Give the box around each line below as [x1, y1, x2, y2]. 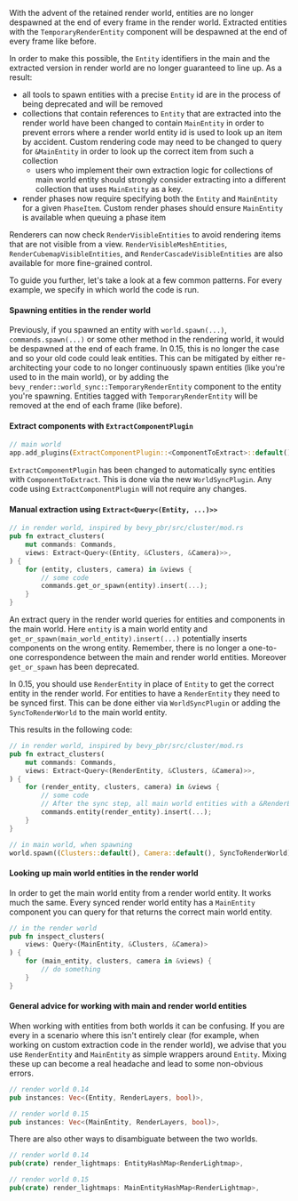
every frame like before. [9, 36, 98, 46]
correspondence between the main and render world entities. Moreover [25, 652, 286, 663]
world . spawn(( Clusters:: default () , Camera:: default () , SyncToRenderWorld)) [9, 849, 295, 858]
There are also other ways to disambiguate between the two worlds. [9, 1133, 259, 1144]
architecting [9, 362, 53, 373]
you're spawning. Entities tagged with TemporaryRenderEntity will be [9, 391, 259, 401]
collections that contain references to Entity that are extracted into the [21, 109, 282, 118]
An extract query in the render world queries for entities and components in [9, 614, 286, 625]
